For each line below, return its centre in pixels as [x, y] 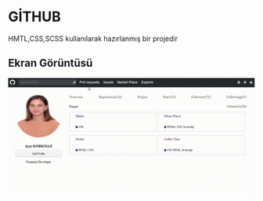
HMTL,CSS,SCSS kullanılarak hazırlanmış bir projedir [93, 38]
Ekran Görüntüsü [50, 63]
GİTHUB [34, 17]
